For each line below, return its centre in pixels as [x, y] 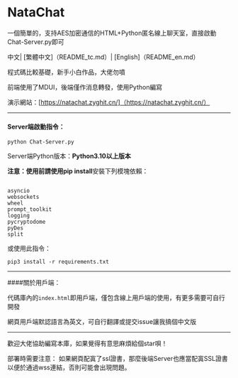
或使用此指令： [29, 249]
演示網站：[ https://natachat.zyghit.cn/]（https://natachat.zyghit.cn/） [109, 102]
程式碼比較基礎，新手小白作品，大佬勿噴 [66, 72]
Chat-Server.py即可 [36, 42]
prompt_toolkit [30, 210]
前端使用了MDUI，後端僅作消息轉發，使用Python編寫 [85, 87]
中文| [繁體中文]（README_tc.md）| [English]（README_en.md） [103, 57]
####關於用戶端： [34, 283]
